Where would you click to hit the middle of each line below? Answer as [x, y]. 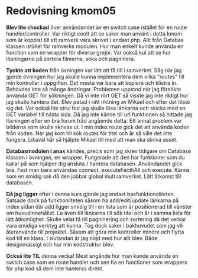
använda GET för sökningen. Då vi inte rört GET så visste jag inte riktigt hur [97, 95]
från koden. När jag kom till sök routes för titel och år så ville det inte [89, 133]
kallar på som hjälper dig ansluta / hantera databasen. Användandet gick [94, 164]
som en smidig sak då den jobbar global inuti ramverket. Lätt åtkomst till [94, 176]
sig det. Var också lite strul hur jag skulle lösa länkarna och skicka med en [96, 108]
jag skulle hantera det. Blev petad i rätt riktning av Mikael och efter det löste [98, 101]
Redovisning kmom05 [61, 11]
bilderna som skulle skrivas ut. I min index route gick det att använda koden [98, 127]
